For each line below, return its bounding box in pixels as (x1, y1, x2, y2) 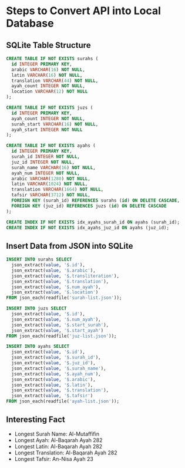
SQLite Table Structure (6, 40, 91, 50)
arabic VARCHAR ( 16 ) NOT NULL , (11, 67, 85, 72)
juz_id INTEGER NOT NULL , (11, 159, 75, 165)
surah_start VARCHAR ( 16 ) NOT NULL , (11, 121, 99, 127)
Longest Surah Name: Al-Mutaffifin (14, 430, 100, 437)
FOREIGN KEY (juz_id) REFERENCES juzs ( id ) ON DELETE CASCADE (11, 203, 167, 209)
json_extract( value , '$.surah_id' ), (11, 355, 101, 361)
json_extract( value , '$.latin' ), (11, 382, 93, 388)
